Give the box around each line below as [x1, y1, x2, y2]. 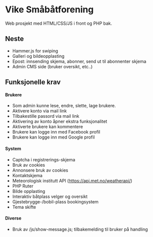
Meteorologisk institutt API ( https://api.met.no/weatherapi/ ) [12, 178, 132, 184]
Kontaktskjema [12, 172, 43, 178]
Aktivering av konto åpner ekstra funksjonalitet [12, 118, 108, 125]
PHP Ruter [12, 183, 34, 189]
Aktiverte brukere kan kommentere [12, 124, 83, 130]
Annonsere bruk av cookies [12, 167, 68, 173]
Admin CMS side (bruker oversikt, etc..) [12, 63, 93, 69]
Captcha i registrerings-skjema [12, 156, 76, 162]
